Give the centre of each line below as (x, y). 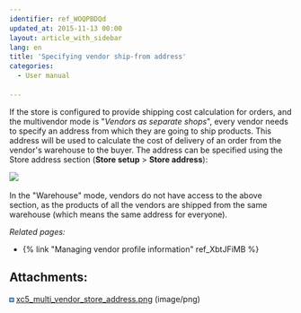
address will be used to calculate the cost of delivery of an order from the (145, 140)
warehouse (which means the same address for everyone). (118, 214)
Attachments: (49, 278)
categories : (31, 66)
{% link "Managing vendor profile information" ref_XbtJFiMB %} (141, 249)
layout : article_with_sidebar (66, 38)
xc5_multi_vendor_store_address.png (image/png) (108, 299)
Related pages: (37, 231)
